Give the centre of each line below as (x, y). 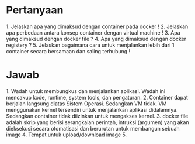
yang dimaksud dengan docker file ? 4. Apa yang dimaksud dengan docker (96, 39)
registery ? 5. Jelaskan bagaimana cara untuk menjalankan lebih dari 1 (90, 45)
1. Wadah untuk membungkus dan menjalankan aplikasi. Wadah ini (86, 91)
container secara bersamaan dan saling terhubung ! (68, 51)
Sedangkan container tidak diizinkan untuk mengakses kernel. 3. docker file (97, 116)
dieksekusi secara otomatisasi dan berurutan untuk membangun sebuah (93, 128)
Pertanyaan (35, 10)
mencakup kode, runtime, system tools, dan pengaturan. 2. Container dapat (97, 97)
